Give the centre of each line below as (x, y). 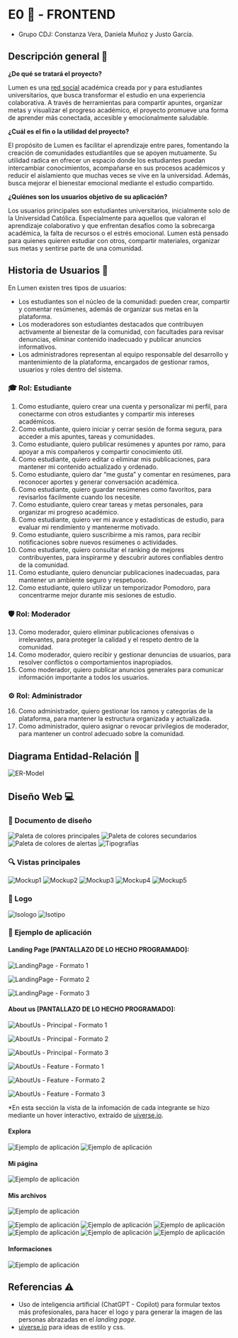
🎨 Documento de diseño (50, 820)
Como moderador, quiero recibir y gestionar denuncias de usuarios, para (124, 655)
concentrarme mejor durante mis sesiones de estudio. (97, 595)
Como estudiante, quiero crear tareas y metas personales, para (110, 505)
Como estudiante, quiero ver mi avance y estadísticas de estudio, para (121, 519)
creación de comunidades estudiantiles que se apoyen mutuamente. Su (113, 153)
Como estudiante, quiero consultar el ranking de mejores (101, 549)
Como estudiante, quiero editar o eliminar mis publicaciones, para (114, 459)
